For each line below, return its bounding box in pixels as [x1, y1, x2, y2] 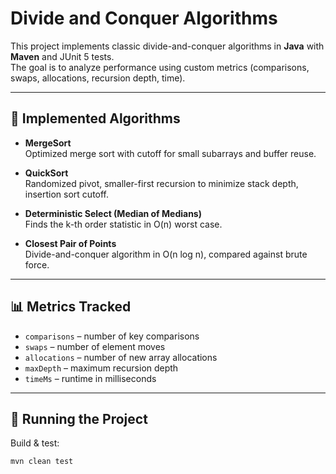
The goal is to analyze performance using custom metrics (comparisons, [10, 61, 310, 73]
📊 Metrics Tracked [10, 298, 132, 316]
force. [24, 258, 50, 271]
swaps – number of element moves [24, 340, 166, 352]
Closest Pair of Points [24, 237, 117, 249]
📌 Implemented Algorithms [10, 110, 181, 127]
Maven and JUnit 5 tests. [10, 50, 115, 62]
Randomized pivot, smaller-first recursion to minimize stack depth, [24, 177, 299, 189]
